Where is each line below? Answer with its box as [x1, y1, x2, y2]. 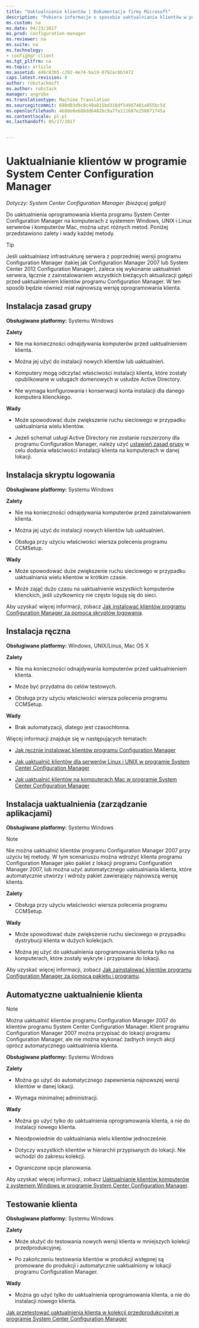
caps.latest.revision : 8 [6, 75, 68, 81]
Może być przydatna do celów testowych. [14, 682, 117, 690]
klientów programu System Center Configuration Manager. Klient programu [6, 1023, 190, 1031]
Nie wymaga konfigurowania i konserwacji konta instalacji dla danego [14, 387, 185, 394]
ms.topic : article [6, 63, 52, 70]
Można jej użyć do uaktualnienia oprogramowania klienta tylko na [14, 948, 175, 955]
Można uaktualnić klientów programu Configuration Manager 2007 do [6, 1017, 176, 1024]
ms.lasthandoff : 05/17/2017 [6, 119, 76, 125]
